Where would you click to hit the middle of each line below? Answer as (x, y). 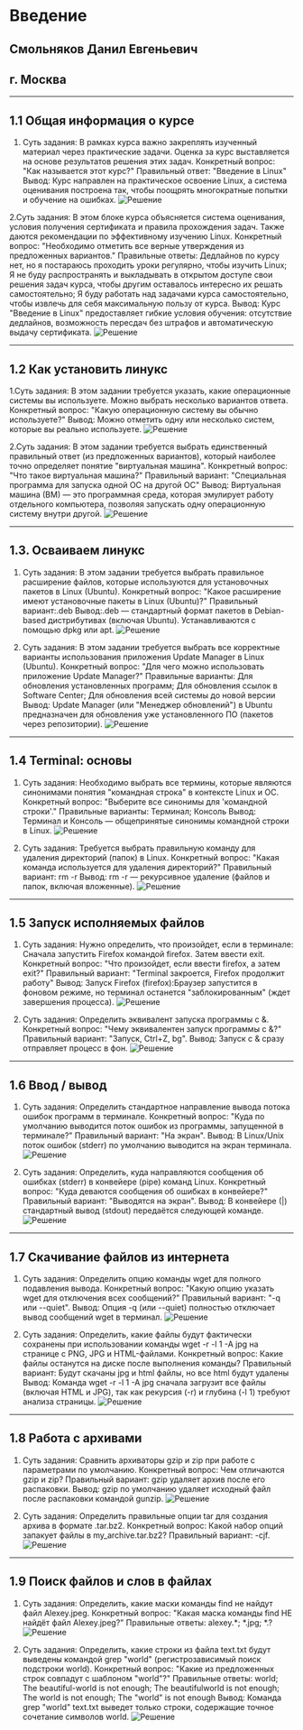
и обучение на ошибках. (69, 200)
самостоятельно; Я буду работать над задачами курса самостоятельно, (149, 294)
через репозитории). (63, 723)
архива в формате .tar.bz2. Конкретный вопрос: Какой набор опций (153, 1525)
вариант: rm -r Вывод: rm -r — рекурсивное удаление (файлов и (146, 877)
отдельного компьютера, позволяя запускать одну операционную (138, 504)
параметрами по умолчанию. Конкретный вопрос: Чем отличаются (153, 1469)
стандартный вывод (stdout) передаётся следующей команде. (143, 1210)
